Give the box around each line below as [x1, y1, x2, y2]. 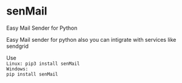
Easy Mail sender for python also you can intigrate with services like [6, 36, 177, 43]
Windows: [6, 65, 29, 72]
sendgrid [6, 42, 29, 50]
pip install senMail [6, 71, 59, 77]
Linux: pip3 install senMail [6, 61, 80, 67]
